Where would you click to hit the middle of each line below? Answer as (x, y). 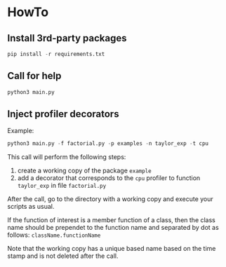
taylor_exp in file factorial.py (62, 186)
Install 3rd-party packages (67, 38)
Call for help (34, 76)
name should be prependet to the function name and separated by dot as (113, 228)
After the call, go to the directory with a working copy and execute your (111, 199)
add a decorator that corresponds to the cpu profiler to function (109, 178)
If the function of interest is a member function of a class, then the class (112, 220)
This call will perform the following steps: (67, 157)
